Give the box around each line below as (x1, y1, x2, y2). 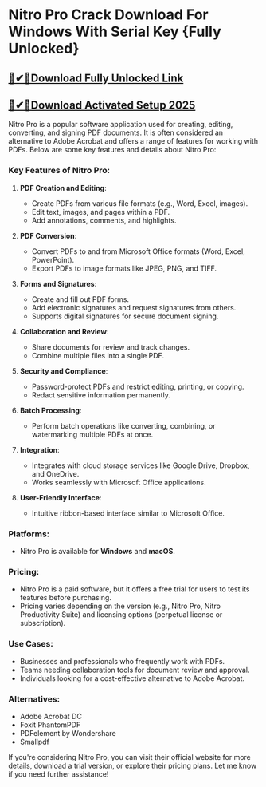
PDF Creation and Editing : (19, 183, 108, 192)
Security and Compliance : (19, 366, 108, 376)
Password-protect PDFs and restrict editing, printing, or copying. (31, 382, 244, 391)
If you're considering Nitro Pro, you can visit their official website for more (8, 752, 251, 761)
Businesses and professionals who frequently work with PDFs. (19, 656, 225, 666)
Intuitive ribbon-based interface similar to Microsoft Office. (31, 508, 225, 518)
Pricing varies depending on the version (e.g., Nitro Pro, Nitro (19, 601, 221, 611)
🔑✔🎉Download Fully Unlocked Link (8, 71, 184, 85)
